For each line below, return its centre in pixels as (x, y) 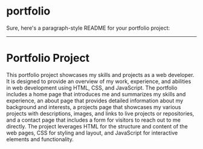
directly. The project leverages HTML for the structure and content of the (97, 126)
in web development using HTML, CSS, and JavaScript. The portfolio (92, 88)
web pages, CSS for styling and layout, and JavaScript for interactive (92, 133)
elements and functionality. (40, 139)
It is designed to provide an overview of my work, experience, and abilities (99, 81)
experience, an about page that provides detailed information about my (95, 101)
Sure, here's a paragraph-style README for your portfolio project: (88, 28)
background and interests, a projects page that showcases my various (94, 107)
